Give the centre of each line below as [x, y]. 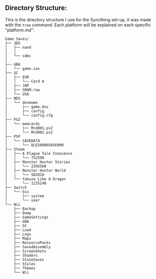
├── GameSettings [31, 217]
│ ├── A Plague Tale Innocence [39, 153]
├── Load [23, 230]
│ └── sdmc [18, 56]
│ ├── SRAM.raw [23, 90]
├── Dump [23, 213]
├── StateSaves [29, 260]
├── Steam [15, 149]
